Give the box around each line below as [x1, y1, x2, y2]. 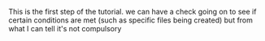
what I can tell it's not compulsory [8, 24, 122, 33]
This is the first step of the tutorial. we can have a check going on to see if [8, 7, 257, 16]
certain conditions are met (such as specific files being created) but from [8, 15, 254, 25]
